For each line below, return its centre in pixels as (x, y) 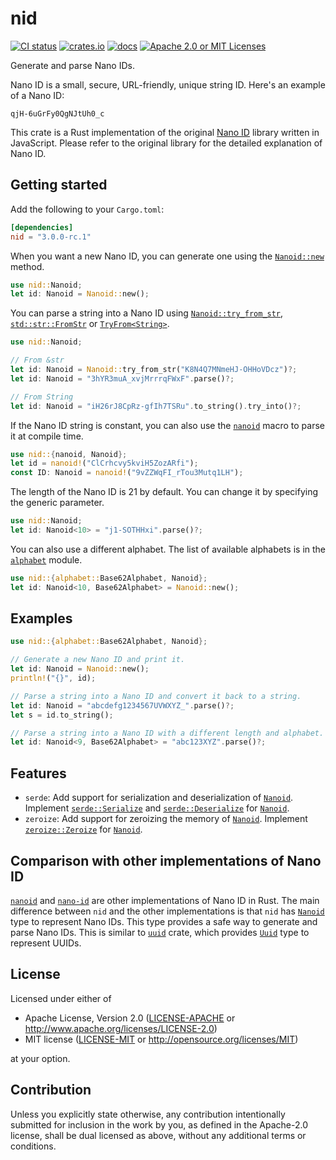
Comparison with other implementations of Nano (166, 860)
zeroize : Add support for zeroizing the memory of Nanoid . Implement (166, 819)
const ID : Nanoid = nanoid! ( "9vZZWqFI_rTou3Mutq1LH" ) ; (127, 473)
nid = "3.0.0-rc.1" (51, 237)
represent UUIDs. (46, 943)
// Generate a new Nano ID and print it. (98, 660)
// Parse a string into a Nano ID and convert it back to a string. (156, 696)
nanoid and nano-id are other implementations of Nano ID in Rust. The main (165, 900)
